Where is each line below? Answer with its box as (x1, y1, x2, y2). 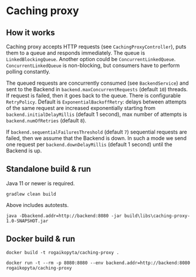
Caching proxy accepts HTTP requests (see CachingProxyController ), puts (6, 43, 187, 50)
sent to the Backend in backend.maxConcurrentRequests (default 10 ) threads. (6, 86, 188, 92)
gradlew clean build (6, 191, 57, 197)
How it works (6, 28, 55, 38)
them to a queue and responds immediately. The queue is (6, 49, 146, 56)
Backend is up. (6, 147, 42, 154)
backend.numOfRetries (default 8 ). (6, 117, 87, 124)
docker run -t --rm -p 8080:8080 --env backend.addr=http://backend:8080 (6, 260, 191, 266)
